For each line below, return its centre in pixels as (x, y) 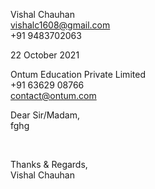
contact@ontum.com (53, 95)
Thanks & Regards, (49, 164)
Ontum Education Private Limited (78, 74)
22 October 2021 (45, 55)
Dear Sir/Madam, (45, 115)
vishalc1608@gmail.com (60, 25)
